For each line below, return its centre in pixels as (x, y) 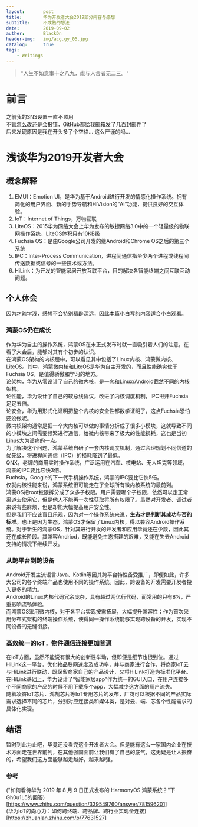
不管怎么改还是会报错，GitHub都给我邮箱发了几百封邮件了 (77, 124)
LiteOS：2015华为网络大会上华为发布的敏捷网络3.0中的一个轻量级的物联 (102, 226)
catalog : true (30, 45)
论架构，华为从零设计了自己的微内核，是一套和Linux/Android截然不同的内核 (98, 381)
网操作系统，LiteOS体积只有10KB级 (57, 233)
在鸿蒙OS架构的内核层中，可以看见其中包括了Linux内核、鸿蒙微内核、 (91, 359)
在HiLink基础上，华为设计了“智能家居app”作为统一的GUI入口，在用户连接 (95, 679)
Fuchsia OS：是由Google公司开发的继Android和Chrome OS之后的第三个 (102, 241)
